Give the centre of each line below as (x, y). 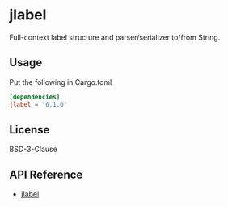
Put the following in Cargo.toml (61, 82)
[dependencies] (35, 97)
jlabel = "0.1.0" (38, 104)
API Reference (46, 174)
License (30, 130)
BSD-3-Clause (33, 149)
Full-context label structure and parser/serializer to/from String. (115, 37)
